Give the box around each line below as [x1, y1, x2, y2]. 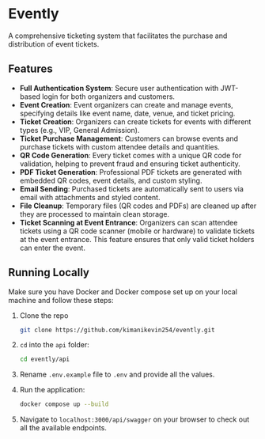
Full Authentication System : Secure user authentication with [19, 83, 219, 93]
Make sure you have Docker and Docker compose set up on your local [8, 286, 237, 297]
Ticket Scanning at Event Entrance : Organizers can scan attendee [19, 218, 238, 227]
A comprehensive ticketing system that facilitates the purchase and [8, 31, 228, 40]
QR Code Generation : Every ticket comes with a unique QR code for [19, 150, 242, 160]
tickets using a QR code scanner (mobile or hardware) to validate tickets [19, 226, 256, 236]
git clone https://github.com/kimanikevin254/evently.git [19, 326, 215, 334]
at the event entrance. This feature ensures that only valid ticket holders [19, 234, 255, 244]
